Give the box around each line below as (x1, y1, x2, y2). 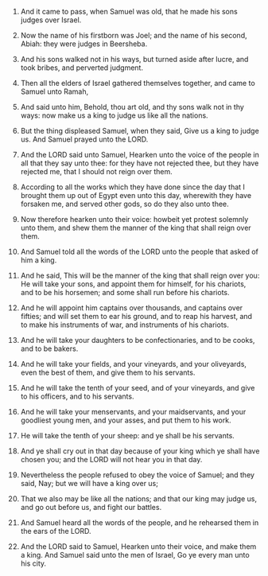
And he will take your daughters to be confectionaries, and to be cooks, (20, 336, 255, 344)
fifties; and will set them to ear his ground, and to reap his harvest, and (20, 312, 253, 321)
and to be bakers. (20, 344, 79, 353)
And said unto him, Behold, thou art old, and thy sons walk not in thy (20, 103, 245, 111)
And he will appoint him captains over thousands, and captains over (20, 303, 243, 313)
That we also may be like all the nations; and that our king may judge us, (20, 494, 258, 504)
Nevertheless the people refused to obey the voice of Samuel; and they (20, 470, 255, 480)
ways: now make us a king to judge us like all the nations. (20, 111, 209, 120)
